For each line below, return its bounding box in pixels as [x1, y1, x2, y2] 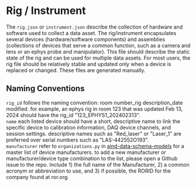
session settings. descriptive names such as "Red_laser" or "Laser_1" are [6, 130, 182, 137]
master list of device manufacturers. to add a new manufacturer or [6, 149, 167, 156]
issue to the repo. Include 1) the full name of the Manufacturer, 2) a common [6, 161, 190, 168]
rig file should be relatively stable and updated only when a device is [6, 60, 171, 68]
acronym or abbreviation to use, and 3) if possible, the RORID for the [6, 167, 171, 174]
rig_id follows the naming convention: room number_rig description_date [6, 99, 183, 106]
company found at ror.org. [6, 173, 69, 180]
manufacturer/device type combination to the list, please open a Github [6, 155, 178, 162]
